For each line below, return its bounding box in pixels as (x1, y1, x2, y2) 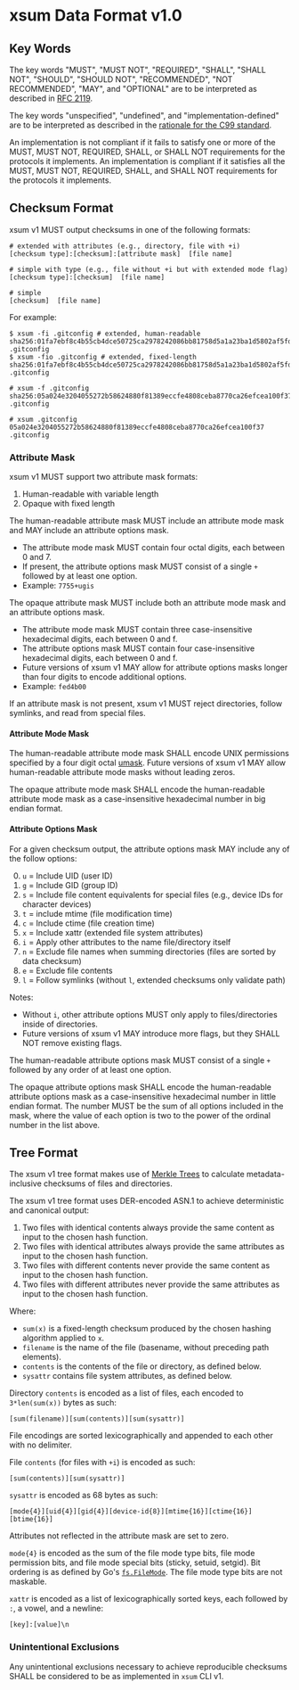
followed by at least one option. (21, 571, 138, 581)
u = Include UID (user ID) (21, 870, 113, 881)
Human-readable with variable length (21, 489, 159, 499)
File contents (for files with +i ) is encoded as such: (9, 1457, 196, 1468)
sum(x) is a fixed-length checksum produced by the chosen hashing (21, 1323, 271, 1334)
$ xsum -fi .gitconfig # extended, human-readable (9, 329, 201, 338)
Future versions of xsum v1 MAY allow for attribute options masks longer (21, 662, 288, 673)
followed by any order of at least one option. (9, 1064, 172, 1075)
